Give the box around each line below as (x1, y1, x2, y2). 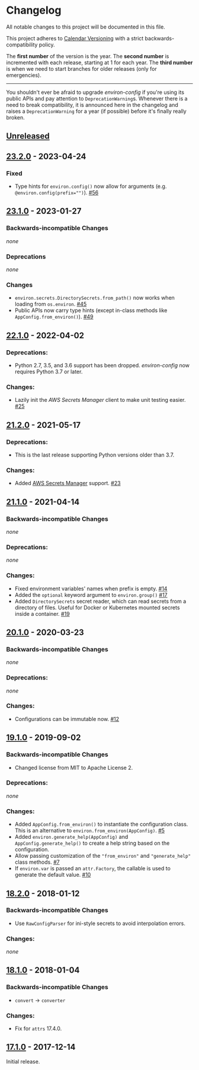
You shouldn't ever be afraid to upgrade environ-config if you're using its (6, 89, 185, 96)
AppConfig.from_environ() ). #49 (14, 313, 94, 320)
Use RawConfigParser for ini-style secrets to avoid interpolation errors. (14, 920, 185, 927)
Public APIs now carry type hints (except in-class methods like (14, 307, 168, 314)
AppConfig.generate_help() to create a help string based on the (14, 839, 170, 847)
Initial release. (6, 1058, 40, 1065)
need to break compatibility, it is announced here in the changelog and (6, 101, 179, 108)
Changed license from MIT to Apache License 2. (14, 764, 133, 771)
